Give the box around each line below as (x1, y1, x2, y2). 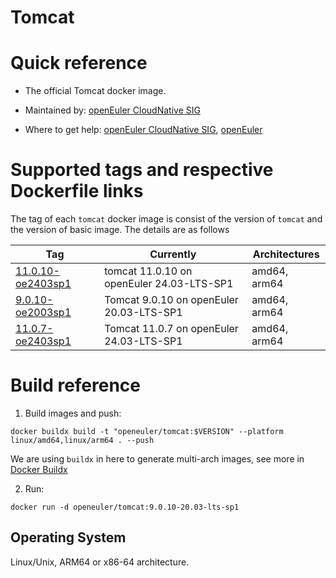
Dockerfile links (10, 180, 144, 203)
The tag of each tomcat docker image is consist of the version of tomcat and (10, 213, 323, 225)
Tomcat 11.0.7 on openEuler (104, 322, 239, 336)
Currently (149, 247, 197, 261)
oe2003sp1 (15, 306, 72, 320)
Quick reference (10, 52, 148, 75)
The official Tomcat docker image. (24, 85, 167, 97)
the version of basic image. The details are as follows (10, 224, 230, 236)
